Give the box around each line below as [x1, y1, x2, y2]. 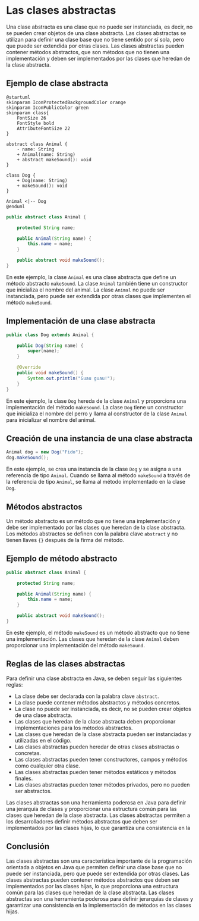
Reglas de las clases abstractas [6, 659, 125, 669]
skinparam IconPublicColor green [6, 105, 89, 111]
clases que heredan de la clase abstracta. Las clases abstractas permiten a [6, 812, 191, 819]
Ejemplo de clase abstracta [6, 79, 109, 89]
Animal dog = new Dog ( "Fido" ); [6, 449, 84, 455]
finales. [14, 775, 33, 782]
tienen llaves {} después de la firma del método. [6, 536, 125, 543]
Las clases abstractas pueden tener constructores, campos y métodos [14, 756, 188, 763]
